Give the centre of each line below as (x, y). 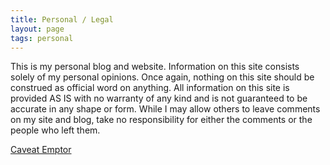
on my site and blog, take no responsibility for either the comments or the (161, 120)
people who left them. (55, 130)
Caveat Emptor (41, 150)
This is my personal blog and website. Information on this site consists (155, 67)
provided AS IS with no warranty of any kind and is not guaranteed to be (159, 98)
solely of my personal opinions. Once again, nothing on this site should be (162, 77)
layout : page (37, 29)
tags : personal (42, 38)
